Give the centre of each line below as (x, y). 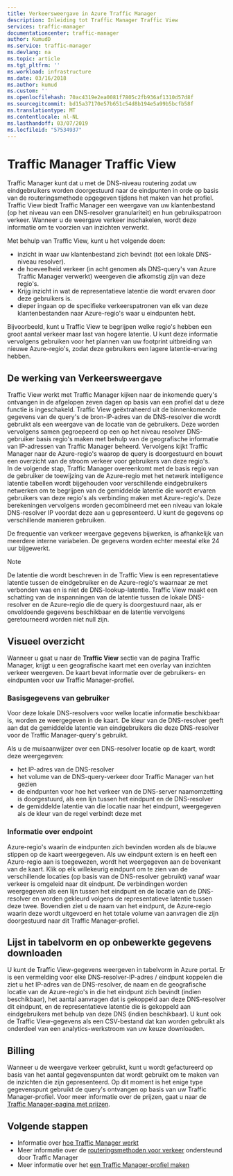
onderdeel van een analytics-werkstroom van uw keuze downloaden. (106, 1029)
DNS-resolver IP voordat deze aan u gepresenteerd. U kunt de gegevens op (115, 513)
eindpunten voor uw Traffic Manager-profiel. (71, 680)
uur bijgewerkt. (29, 548)
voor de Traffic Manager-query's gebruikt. (68, 735)
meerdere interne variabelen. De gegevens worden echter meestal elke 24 (113, 541)
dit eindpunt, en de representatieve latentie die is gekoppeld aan (99, 1007)
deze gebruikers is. (45, 298)
